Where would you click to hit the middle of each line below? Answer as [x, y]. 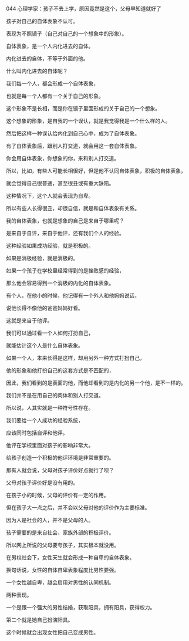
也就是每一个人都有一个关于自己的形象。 [55, 96]
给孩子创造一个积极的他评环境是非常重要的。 [60, 458]
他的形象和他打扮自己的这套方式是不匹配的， [60, 370]
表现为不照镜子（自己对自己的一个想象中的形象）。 [67, 33]
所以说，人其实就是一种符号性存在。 [50, 408]
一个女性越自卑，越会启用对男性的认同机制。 [60, 582]
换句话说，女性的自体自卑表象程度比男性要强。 [63, 570]
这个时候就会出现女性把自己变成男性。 [52, 632]
